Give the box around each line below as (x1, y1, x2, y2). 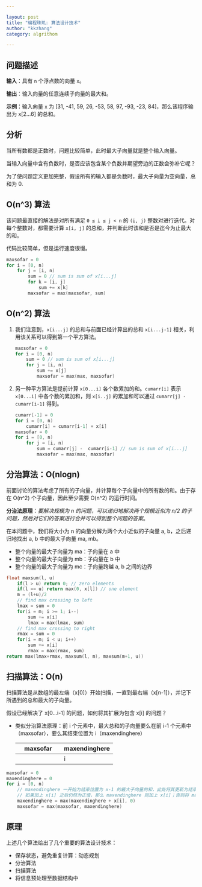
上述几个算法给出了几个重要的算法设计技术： (6, 839, 117, 846)
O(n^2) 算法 (6, 308, 50, 319)
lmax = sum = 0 (17, 603, 55, 609)
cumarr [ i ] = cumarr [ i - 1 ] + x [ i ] (26, 423, 107, 429)
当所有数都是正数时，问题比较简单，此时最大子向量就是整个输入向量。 (6, 147, 180, 154)
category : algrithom (6, 31, 58, 37)
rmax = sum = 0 (17, 631, 55, 637)
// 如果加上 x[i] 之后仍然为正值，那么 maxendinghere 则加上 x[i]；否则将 (17, 792, 189, 798)
